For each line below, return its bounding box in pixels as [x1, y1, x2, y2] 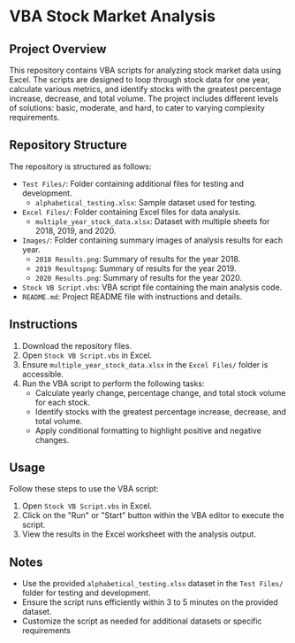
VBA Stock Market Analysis [9, 6, 216, 27]
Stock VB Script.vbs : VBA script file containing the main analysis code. [21, 282, 283, 292]
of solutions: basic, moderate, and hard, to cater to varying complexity [9, 103, 265, 112]
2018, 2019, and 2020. [34, 225, 117, 236]
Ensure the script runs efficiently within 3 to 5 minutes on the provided [21, 597, 278, 608]
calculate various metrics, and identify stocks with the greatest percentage [9, 84, 282, 94]
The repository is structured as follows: [9, 161, 152, 172]
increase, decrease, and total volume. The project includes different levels [9, 93, 279, 104]
